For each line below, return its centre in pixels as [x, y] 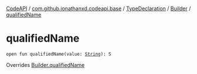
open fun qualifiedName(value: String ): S [59, 54]
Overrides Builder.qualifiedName [45, 65]
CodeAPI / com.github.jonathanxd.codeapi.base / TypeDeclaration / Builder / [98, 9]
